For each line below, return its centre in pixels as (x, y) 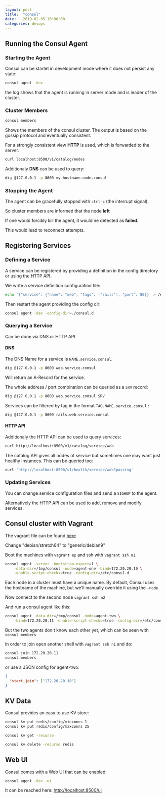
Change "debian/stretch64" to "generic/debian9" (55, 545)
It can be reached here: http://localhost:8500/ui (54, 790)
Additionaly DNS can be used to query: (45, 168)
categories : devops (25, 24)
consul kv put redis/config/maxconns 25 (47, 727)
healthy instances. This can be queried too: (49, 461)
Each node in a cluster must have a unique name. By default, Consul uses (80, 583)
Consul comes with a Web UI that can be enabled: (56, 772)
